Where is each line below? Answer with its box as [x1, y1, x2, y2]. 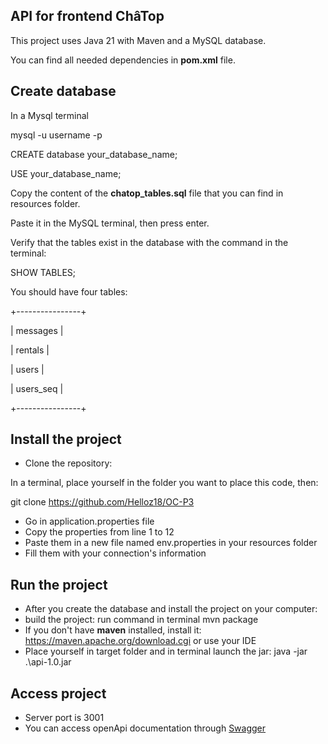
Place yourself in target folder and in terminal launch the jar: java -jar [24, 645, 308, 658]
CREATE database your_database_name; [10, 148, 178, 160]
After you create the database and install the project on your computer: [24, 603, 318, 615]
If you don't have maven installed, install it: [24, 624, 202, 636]
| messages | [10, 324, 64, 336]
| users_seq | [10, 382, 64, 394]
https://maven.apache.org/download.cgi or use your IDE [24, 635, 257, 647]
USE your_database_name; [10, 167, 122, 179]
